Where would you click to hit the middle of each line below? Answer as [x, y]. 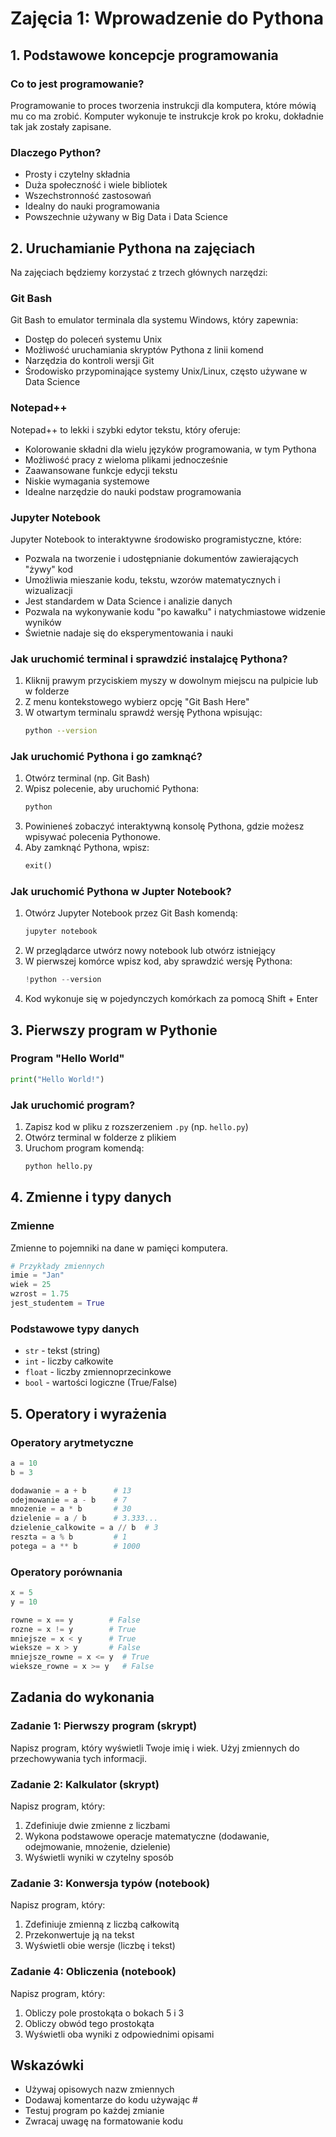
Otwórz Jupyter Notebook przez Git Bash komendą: [131, 913]
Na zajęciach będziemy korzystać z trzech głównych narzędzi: [139, 272]
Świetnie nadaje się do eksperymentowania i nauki [129, 633]
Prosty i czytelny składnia [77, 174]
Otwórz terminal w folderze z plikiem [100, 1137]
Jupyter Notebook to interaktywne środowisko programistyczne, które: [156, 539]
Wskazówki [47, 2065]
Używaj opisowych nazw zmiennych [99, 2089]
